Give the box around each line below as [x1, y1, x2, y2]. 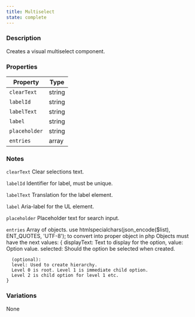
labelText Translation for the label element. [6, 191, 113, 199]
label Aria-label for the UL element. [6, 203, 95, 210]
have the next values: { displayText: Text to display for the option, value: [6, 239, 184, 246]
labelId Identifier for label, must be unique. [6, 180, 113, 187]
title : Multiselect [6, 8, 55, 15]
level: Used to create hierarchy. [11, 262, 97, 268]
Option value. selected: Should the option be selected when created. [6, 245, 175, 252]
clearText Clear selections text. [6, 168, 84, 175]
